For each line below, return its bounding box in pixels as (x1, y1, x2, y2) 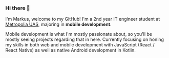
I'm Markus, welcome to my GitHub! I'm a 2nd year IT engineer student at (5, 16, 160, 22)
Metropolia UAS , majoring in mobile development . (5, 21, 112, 27)
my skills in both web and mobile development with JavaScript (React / (5, 42, 155, 48)
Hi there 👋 (5, 5, 31, 12)
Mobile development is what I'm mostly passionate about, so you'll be (5, 31, 153, 37)
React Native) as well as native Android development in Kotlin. (5, 47, 136, 53)
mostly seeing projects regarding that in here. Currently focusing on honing (5, 36, 164, 42)
